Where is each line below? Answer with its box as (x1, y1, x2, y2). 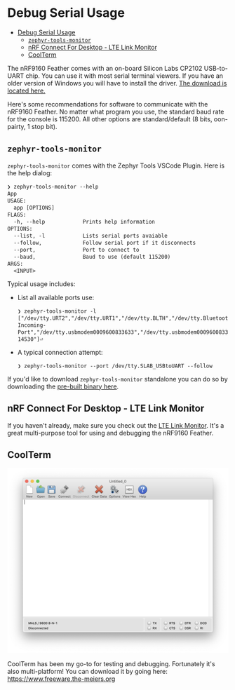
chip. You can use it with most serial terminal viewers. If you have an (25, 72, 223, 80)
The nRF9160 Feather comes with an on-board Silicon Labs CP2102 (7, 64, 203, 72)
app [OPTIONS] (13, 204, 55, 211)
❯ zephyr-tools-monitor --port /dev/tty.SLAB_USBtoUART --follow (17, 363, 213, 370)
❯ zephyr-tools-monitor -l (17, 307, 97, 315)
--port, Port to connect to (13, 246, 140, 253)
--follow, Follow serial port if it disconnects (13, 239, 196, 246)
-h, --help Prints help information (13, 218, 156, 225)
